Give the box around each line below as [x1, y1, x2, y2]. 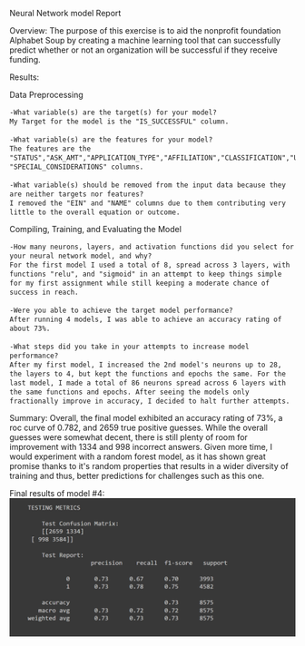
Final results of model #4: [9, 488, 105, 498]
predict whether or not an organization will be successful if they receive [9, 44, 279, 55]
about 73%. [9, 324, 51, 333]
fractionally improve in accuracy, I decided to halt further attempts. [9, 396, 290, 406]
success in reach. [9, 288, 79, 297]
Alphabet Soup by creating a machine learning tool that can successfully [9, 35, 281, 45]
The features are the [9, 144, 92, 153]
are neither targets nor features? [9, 190, 144, 199]
